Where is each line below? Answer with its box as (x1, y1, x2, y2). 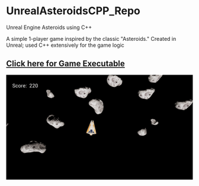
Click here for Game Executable (6, 59, 126, 69)
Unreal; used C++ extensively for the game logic (6, 41, 124, 49)
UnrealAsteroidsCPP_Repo (6, 4, 141, 18)
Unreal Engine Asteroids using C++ (6, 24, 92, 31)
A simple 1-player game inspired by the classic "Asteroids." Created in (6, 35, 176, 42)
